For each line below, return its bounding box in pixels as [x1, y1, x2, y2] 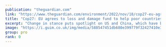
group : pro [5, 30, 28, 35]
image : [5, 25, 19, 30]
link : [5, 12, 16, 17]
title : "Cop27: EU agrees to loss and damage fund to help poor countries [5, 16, 163, 21]
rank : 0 [5, 35, 21, 40]
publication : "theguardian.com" [5, 7, 72, 12]
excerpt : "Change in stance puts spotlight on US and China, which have [5, 21, 158, 26]
